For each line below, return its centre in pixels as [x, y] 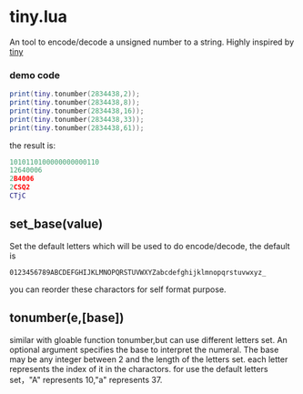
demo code [35, 75]
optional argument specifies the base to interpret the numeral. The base [144, 349]
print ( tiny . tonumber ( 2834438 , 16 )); [77, 111]
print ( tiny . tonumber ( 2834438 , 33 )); [77, 119]
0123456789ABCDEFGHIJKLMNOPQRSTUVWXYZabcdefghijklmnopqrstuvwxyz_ [138, 272]
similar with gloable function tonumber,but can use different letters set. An [149, 339]
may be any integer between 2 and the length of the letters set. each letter [149, 359]
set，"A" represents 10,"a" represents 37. [86, 379]
